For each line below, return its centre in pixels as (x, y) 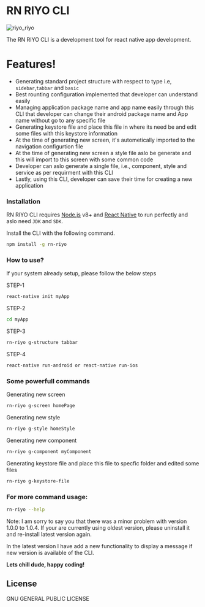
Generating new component (42, 440)
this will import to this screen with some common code (84, 159)
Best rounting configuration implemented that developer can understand (106, 94)
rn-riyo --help (26, 510)
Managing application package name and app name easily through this (105, 107)
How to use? (25, 260)
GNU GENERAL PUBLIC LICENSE (48, 598)
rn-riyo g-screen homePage (41, 406)
